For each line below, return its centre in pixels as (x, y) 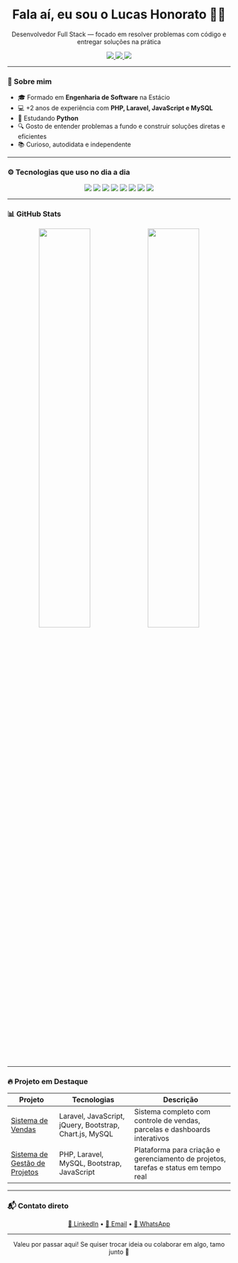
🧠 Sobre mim (29, 81)
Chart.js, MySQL (86, 1134)
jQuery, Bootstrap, (90, 1125)
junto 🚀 (119, 1252)
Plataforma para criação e (177, 1150)
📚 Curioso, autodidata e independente (74, 144)
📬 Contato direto (38, 1206)
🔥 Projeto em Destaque (48, 1081)
